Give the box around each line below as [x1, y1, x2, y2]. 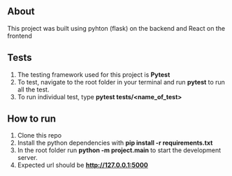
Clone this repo [17, 131, 61, 140]
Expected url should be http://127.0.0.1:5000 [17, 161, 148, 170]
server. [17, 154, 38, 162]
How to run [7, 113, 57, 125]
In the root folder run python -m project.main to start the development [17, 146, 222, 154]
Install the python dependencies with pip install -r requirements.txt [17, 139, 213, 147]
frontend [7, 31, 33, 40]
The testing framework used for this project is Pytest [17, 70, 171, 79]
